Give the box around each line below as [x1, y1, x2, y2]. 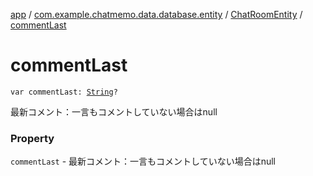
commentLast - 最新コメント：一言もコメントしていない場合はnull [10, 155, 276, 168]
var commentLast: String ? [10, 87, 118, 97]
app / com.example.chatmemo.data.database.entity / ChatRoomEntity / [10, 9, 303, 20]
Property [10, 131, 55, 145]
